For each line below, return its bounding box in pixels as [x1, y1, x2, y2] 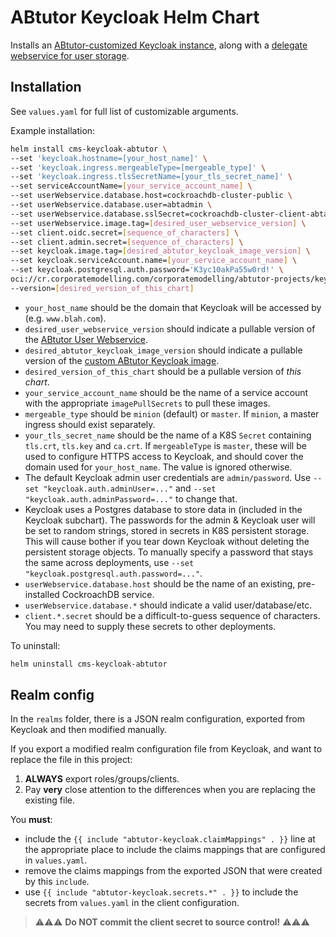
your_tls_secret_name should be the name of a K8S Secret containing [24, 429, 312, 441]
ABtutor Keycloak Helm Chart [10, 6, 260, 29]
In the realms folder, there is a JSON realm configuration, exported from [10, 713, 305, 725]
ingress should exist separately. [24, 418, 156, 430]
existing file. [24, 794, 75, 806]
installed [24, 588, 60, 600]
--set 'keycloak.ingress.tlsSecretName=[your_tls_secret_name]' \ [10, 172, 293, 182]
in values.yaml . [24, 854, 88, 866]
